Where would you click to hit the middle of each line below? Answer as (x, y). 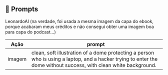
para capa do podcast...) (30, 32)
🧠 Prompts (22, 9)
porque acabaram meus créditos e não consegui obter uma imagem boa (79, 26)
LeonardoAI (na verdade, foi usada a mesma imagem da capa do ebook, (79, 21)
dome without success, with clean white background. (94, 65)
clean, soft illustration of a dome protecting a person (93, 52)
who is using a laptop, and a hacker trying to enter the (95, 59)
